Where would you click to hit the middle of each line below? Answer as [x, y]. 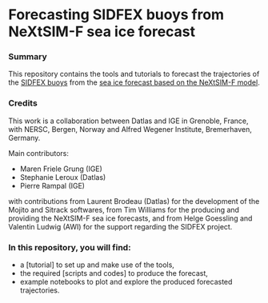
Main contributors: [39, 153]
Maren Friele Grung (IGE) [61, 169]
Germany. [24, 138]
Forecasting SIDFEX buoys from [116, 15]
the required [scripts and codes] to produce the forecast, [114, 273]
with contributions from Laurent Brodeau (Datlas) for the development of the [134, 201]
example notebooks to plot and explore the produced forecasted [126, 282]
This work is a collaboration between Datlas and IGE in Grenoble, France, [129, 121]
